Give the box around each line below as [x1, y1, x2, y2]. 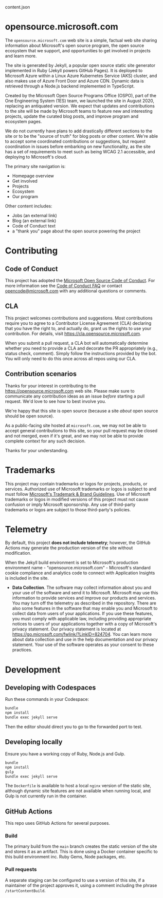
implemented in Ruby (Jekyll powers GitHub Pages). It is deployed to [5, 67, 143, 73]
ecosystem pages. [5, 118, 42, 124]
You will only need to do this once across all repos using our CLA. [5, 355, 137, 361]
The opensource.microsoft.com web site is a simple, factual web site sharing [5, 37, 157, 43]
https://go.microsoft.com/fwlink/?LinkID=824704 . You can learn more [12, 631, 152, 637]
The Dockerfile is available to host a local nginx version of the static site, [5, 783, 151, 789]
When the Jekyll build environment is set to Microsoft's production [5, 560, 139, 565]
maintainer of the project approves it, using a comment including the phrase [5, 882, 157, 888]
